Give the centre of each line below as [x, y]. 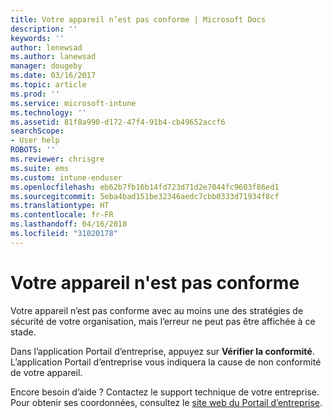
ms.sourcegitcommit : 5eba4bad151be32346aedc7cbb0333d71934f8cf [145, 196]
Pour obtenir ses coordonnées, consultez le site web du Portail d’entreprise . [166, 402]
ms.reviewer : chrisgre [57, 159]
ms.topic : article [48, 85]
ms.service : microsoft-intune [73, 103]
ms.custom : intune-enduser [66, 177]
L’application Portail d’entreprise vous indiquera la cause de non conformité [166, 362]
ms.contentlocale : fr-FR [62, 215]
